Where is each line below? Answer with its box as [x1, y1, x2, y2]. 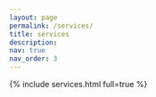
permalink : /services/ [9, 21, 94, 30]
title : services [9, 29, 70, 38]
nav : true [9, 46, 46, 55]
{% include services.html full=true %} [9, 79, 148, 89]
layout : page [9, 12, 58, 22]
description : [9, 37, 58, 47]
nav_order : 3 [9, 54, 58, 63]
